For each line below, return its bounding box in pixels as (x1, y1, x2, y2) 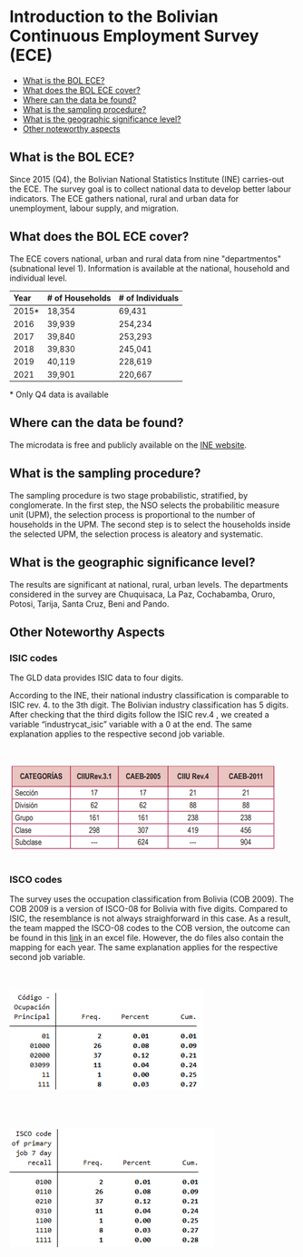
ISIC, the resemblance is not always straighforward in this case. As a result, (9, 913, 291, 924)
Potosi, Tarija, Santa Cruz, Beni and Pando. (9, 598, 170, 609)
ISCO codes (9, 874, 63, 886)
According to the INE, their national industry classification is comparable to (9, 690, 289, 701)
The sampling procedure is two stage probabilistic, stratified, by (9, 490, 249, 500)
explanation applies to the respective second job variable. (9, 728, 225, 739)
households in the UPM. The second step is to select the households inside (9, 519, 291, 530)
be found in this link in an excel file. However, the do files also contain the (9, 933, 284, 944)
